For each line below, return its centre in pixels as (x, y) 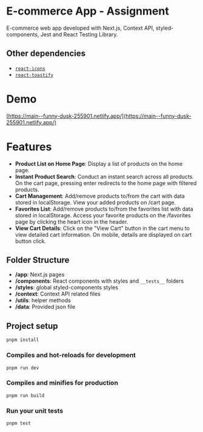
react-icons (30, 69)
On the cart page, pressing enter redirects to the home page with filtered (106, 183)
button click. (31, 241)
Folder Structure (38, 260)
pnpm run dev (23, 368)
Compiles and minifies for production (62, 383)
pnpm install (23, 340)
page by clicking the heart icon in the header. (72, 221)
